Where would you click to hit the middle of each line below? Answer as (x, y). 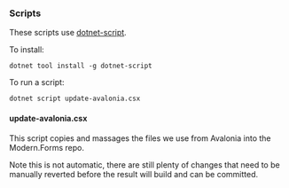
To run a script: (37, 82)
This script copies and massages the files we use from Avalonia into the (141, 138)
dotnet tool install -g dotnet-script (81, 66)
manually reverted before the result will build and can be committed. (134, 174)
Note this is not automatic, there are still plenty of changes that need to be (145, 164)
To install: (27, 50)
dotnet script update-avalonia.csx (75, 99)
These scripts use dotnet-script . (68, 33)
